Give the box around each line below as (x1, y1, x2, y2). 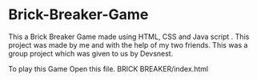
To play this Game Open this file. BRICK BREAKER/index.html (8, 64, 209, 73)
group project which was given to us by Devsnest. (8, 48, 174, 58)
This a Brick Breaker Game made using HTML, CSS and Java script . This (8, 32, 250, 41)
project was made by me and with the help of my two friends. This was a (8, 40, 248, 49)
